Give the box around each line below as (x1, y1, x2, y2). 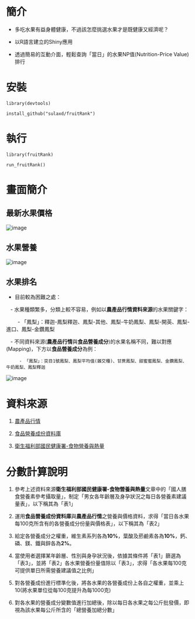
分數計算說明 (6, 465, 69, 478)
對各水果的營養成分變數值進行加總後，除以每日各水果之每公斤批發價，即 (14, 599, 189, 606)
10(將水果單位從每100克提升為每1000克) (14, 587, 111, 594)
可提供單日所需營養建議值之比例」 (14, 567, 97, 574)
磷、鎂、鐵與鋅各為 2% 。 (14, 540, 75, 547)
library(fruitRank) (6, 152, 54, 158)
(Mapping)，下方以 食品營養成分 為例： (6, 346, 98, 353)
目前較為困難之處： (14, 293, 61, 300)
